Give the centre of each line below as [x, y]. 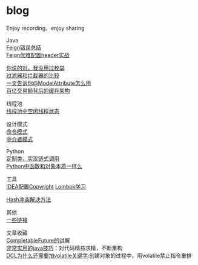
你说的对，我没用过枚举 [35, 68]
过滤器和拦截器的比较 [33, 75]
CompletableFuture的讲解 [38, 240]
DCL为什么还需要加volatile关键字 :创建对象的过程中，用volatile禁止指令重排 [99, 255]
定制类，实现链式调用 [33, 158]
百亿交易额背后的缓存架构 [38, 90]
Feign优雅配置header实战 [38, 55]
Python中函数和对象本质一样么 [45, 166]
